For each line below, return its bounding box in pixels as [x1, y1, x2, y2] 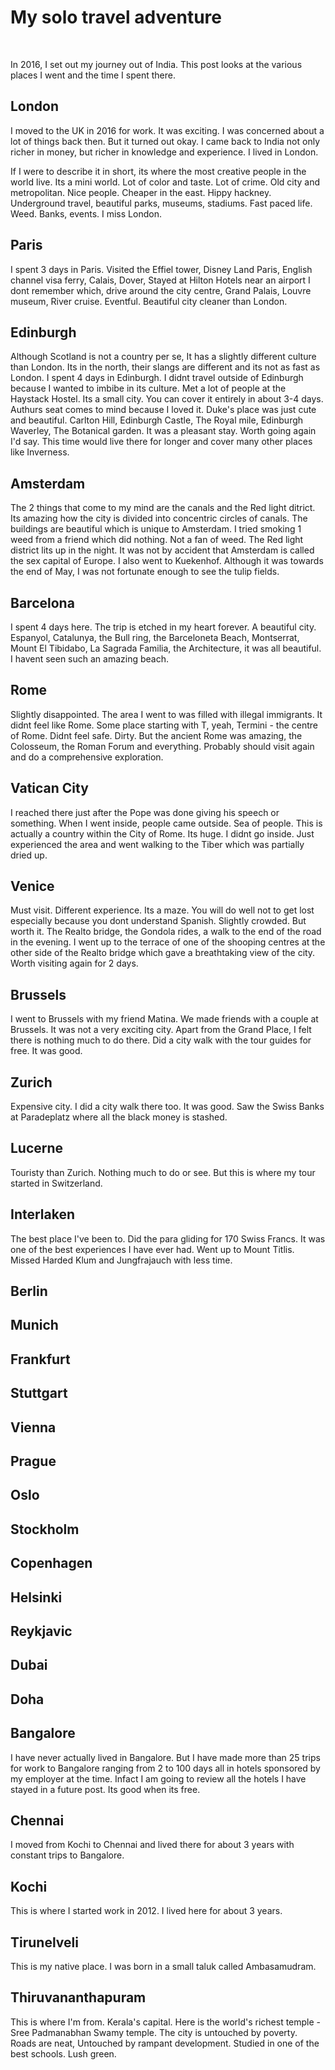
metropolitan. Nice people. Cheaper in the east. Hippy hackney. [10, 186, 272, 198]
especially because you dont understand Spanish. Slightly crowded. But [10, 915, 307, 927]
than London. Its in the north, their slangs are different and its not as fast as [10, 361, 321, 373]
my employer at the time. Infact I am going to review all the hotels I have [10, 1772, 307, 1785]
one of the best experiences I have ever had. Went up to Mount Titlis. [10, 1243, 295, 1255]
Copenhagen [10, 1555, 93, 1572]
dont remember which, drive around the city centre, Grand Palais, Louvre [10, 284, 312, 296]
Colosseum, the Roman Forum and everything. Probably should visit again [10, 740, 315, 752]
